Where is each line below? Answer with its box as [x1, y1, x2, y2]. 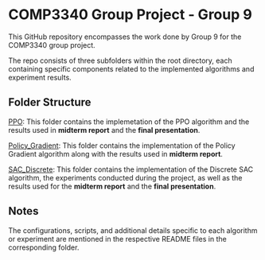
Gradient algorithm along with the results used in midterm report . [8, 149, 223, 158]
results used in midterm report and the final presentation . [8, 125, 201, 134]
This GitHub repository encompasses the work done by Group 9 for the [8, 32, 242, 41]
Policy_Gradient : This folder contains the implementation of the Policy [8, 141, 236, 150]
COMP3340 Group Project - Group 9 [8, 6, 252, 24]
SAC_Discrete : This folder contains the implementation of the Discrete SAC [8, 165, 254, 174]
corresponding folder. [8, 243, 80, 252]
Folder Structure [8, 95, 92, 109]
